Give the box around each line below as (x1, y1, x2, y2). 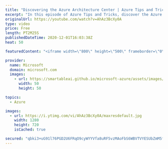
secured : (5, 136, 23, 141)
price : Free (5, 26, 30, 31)
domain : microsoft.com (9, 67, 57, 72)
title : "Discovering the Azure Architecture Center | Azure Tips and (5, 7, 153, 12)
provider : (5, 58, 26, 63)
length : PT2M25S (5, 30, 39, 35)
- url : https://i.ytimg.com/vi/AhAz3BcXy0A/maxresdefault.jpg (9, 113, 142, 118)
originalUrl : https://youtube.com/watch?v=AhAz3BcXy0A (5, 16, 122, 21)
